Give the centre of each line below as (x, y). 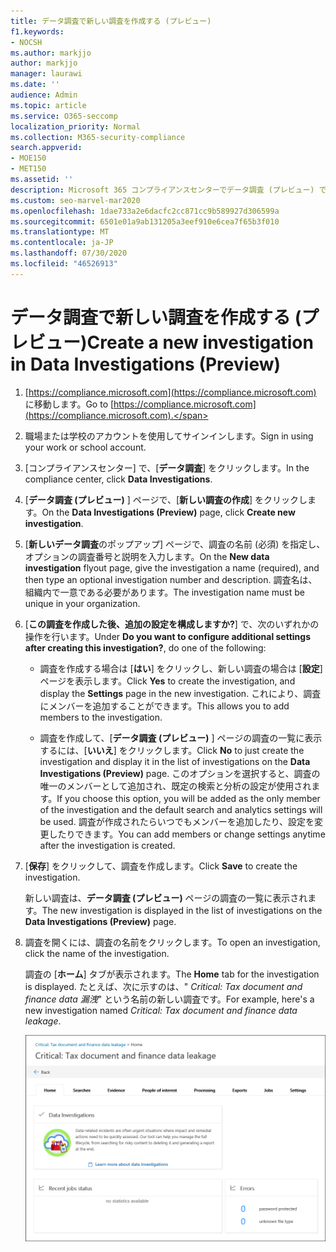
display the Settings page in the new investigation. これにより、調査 (180, 693)
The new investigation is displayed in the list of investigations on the (182, 910)
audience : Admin (44, 95)
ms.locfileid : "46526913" (64, 264)
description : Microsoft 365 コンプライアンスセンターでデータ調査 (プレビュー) (162, 190)
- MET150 (28, 169)
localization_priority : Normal (75, 126)
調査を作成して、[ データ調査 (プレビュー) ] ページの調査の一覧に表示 (181, 737)
